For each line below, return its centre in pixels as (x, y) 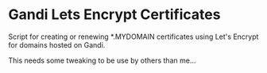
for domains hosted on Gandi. (57, 44)
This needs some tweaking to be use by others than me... (102, 60)
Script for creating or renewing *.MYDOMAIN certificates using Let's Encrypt (133, 36)
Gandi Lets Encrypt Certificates (114, 15)
